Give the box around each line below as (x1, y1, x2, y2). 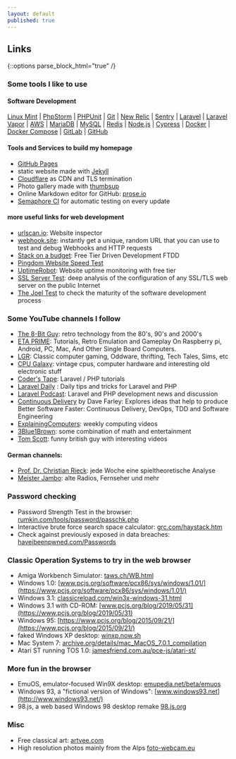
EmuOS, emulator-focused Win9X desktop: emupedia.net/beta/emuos (17, 680, 221, 688)
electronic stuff (17, 368, 62, 376)
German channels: (7, 451, 63, 459)
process (17, 296, 42, 304)
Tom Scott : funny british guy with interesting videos (17, 435, 168, 443)
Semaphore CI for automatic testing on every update (17, 197, 170, 205)
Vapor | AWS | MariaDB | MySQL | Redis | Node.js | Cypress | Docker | (7, 120, 211, 128)
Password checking (7, 492, 77, 502)
